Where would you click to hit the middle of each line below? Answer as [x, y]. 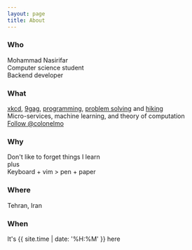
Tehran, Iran [25, 205]
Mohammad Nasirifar [38, 60]
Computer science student [46, 67]
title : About [26, 20]
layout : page [26, 14]
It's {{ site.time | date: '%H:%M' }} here [64, 239]
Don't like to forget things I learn [54, 157]
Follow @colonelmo [36, 124]
